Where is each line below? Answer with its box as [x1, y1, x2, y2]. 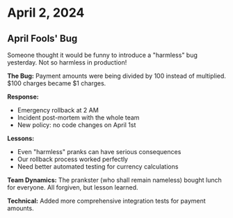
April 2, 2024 [7, 5, 85, 21]
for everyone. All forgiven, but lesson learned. [7, 183, 138, 192]
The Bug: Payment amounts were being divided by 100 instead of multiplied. [7, 72, 226, 80]
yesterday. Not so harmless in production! [7, 58, 127, 67]
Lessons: [7, 134, 35, 142]
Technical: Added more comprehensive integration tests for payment [7, 196, 207, 205]
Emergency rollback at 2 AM [17, 106, 99, 114]
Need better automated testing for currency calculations [17, 162, 179, 171]
